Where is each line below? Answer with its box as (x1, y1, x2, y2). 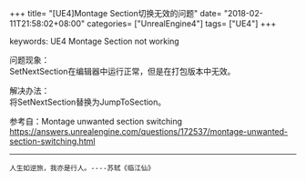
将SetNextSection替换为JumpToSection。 (9, 96, 167, 107)
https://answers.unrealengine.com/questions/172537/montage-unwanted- (9, 126, 289, 136)
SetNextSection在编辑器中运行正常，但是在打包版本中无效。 (9, 66, 236, 76)
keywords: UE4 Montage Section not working (9, 35, 179, 46)
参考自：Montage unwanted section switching (9, 116, 183, 126)
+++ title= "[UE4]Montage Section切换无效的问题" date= (9, 8, 222, 18)
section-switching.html (9, 136, 96, 146)
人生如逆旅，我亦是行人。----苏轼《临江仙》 (9, 164, 155, 173)
